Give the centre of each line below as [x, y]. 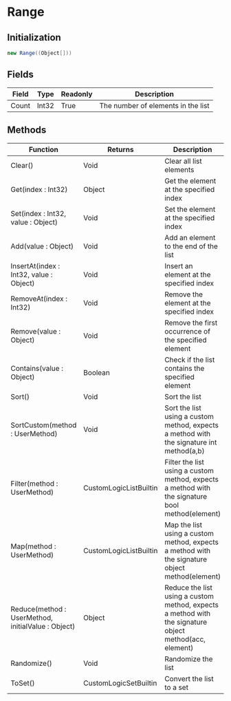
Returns [121, 149]
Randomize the [189, 659]
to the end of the [191, 246]
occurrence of [188, 331]
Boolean [97, 372]
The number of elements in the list [154, 105]
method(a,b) [185, 451]
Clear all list [183, 161]
